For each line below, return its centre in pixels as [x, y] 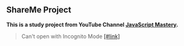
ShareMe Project [39, 10]
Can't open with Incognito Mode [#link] [71, 36]
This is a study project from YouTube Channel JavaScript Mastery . [92, 24]
